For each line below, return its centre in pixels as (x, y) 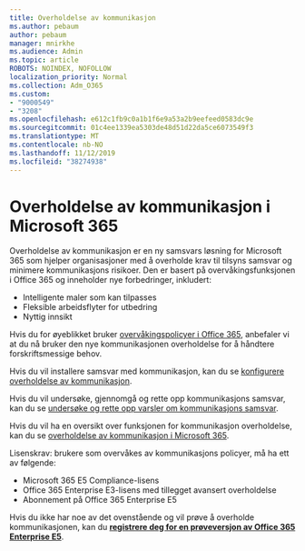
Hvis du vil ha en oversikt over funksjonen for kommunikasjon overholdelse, (151, 426)
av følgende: (33, 463)
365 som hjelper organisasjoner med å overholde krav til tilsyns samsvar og (151, 261)
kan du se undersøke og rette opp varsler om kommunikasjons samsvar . (144, 408)
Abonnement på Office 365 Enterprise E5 (99, 500)
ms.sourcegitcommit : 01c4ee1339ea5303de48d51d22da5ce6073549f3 (132, 128)
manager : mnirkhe (42, 43)
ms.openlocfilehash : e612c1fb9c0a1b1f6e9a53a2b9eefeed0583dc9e (132, 119)
